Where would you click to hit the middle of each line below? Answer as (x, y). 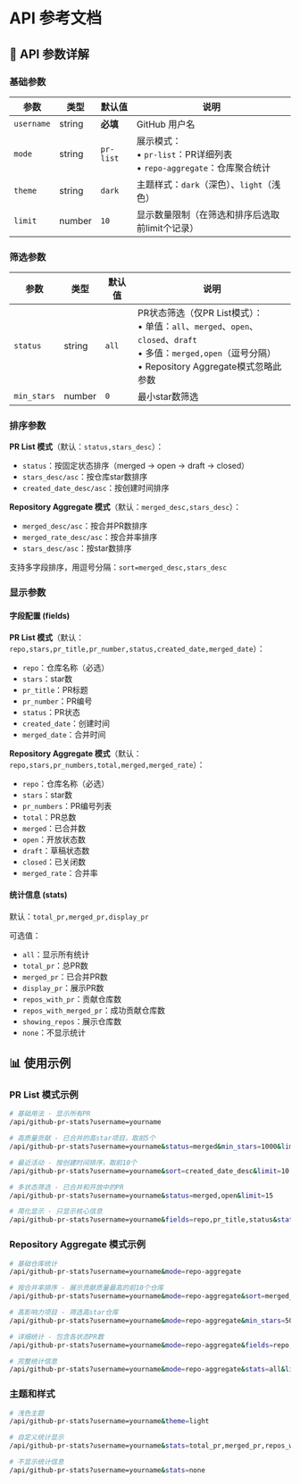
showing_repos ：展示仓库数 (72, 1021)
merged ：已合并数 (54, 828)
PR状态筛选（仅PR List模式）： (200, 313)
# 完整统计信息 (33, 1361)
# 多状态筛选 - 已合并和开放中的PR (67, 1187)
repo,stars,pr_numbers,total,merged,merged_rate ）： (107, 764)
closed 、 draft (168, 340)
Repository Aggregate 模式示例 (77, 1245)
